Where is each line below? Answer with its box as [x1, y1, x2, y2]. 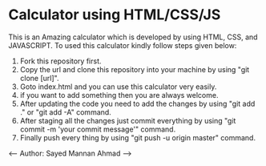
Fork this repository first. [19, 56, 102, 66]
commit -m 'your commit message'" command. [19, 124, 176, 134]
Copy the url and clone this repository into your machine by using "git [19, 64, 250, 74]
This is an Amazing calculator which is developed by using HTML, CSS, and [8, 32, 258, 42]
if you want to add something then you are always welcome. [19, 90, 219, 99]
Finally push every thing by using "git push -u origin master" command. [19, 132, 256, 142]
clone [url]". [19, 73, 59, 83]
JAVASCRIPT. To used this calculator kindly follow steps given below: [8, 40, 237, 50]
